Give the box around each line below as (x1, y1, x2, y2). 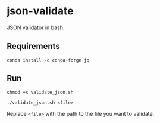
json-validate (7, 4, 74, 18)
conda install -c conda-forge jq (7, 57, 90, 63)
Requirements (7, 41, 60, 51)
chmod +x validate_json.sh (7, 89, 74, 95)
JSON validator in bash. (7, 24, 65, 31)
